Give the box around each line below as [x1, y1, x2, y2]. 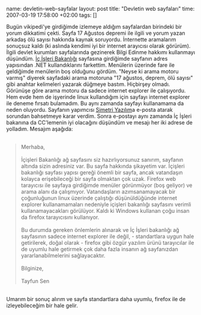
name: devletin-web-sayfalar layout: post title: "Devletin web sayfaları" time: [6, 5, 195, 12]
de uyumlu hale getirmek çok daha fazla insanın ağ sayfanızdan [20, 246, 178, 252]
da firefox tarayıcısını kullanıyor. [20, 213, 100, 221]
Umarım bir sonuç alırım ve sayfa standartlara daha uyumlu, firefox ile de [6, 296, 186, 302]
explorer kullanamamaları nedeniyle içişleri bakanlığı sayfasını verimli [20, 201, 191, 208]
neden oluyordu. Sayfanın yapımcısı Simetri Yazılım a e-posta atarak [6, 106, 173, 113]
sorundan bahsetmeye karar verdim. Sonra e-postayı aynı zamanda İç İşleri [6, 112, 192, 120]
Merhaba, [20, 144, 45, 150]
